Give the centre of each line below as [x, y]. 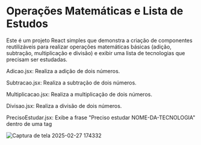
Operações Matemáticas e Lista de [95, 11]
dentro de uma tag [29, 123]
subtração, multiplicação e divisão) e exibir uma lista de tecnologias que [96, 53]
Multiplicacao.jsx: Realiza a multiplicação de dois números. [79, 94]
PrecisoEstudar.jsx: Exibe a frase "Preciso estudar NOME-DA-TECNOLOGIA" [101, 117]
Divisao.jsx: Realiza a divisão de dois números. [64, 105]
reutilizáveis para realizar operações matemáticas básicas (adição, [89, 47]
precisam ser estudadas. [37, 59]
